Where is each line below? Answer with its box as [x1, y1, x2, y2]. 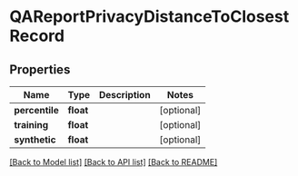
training [14, 119, 49, 131]
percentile [14, 104, 59, 116]
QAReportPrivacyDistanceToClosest [9, 6, 290, 27]
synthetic [14, 133, 56, 146]
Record [9, 25, 65, 46]
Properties [9, 62, 71, 77]
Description [98, 89, 152, 101]
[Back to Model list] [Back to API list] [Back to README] [9, 157, 218, 167]
